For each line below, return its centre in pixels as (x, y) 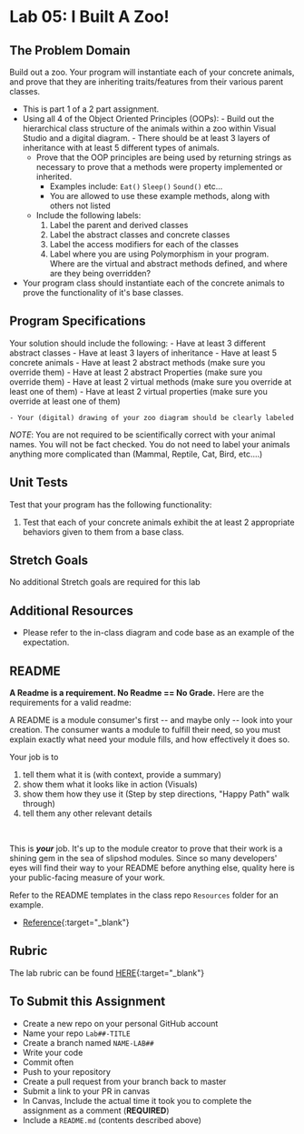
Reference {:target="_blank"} (76, 923)
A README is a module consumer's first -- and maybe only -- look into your (151, 720)
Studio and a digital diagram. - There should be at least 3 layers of (146, 138)
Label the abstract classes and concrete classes (140, 235)
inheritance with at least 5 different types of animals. (121, 148)
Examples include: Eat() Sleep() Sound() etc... (136, 186)
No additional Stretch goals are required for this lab (105, 582)
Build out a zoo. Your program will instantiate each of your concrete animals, (152, 72)
